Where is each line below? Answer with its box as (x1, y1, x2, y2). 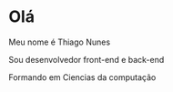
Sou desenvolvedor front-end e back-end (8, 54, 165, 65)
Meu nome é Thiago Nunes (8, 36, 111, 47)
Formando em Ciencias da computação (8, 71, 157, 83)
